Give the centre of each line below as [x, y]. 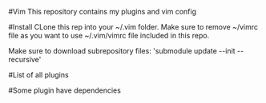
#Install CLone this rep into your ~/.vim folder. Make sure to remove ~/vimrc [133, 27]
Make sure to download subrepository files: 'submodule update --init [122, 51]
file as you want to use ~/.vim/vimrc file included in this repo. [109, 36]
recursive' [25, 59]
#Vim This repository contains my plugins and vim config [102, 12]
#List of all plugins [39, 75]
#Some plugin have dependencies [65, 90]
